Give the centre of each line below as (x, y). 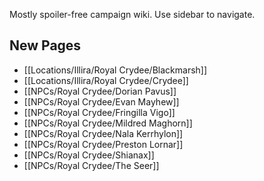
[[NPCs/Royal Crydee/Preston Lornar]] (103, 144)
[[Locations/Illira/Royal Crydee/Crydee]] (106, 80)
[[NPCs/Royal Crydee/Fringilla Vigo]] (99, 112)
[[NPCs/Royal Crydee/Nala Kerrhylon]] (103, 133)
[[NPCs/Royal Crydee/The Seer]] (91, 165)
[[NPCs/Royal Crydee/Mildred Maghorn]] (108, 123)
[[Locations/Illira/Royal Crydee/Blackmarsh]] (115, 70)
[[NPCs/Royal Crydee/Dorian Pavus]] (100, 91)
